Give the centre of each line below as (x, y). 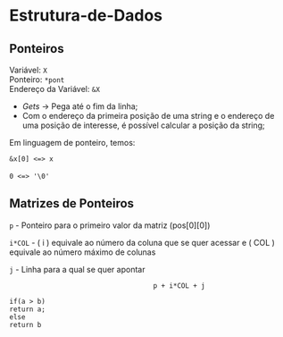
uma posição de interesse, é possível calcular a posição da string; (143, 125)
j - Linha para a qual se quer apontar (77, 269)
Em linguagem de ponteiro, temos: (72, 143)
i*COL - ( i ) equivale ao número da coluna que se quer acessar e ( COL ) (142, 242)
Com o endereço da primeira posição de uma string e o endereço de (148, 116)
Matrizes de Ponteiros (72, 203)
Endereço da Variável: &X (55, 89)
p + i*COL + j (179, 286)
